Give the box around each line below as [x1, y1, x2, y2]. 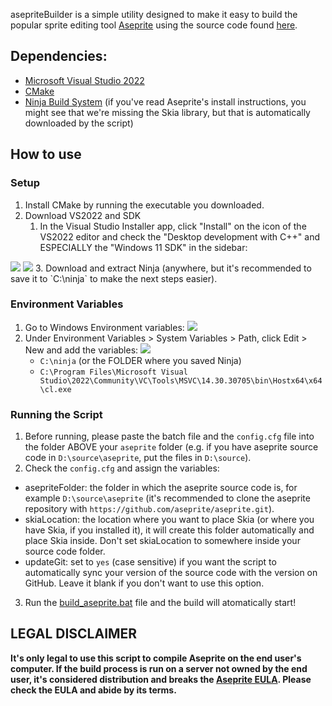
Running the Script [10, 407, 103, 421]
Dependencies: [10, 48, 108, 65]
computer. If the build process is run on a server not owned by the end [10, 662, 308, 674]
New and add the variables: [24, 344, 139, 356]
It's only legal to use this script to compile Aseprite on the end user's [10, 652, 302, 664]
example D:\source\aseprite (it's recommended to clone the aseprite [24, 492, 311, 504]
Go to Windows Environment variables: [24, 321, 185, 333]
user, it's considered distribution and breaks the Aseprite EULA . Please [10, 673, 312, 685]
